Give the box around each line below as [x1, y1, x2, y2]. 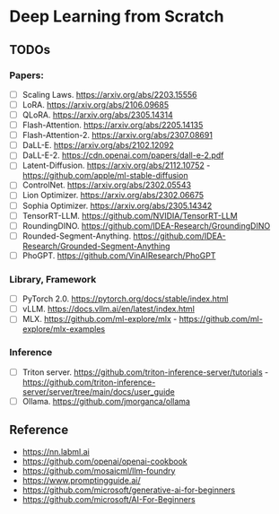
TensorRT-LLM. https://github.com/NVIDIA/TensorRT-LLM [22, 210, 238, 221]
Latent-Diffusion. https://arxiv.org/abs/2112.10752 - [22, 160, 211, 171]
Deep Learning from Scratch [9, 6, 224, 27]
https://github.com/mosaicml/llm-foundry [22, 465, 176, 476]
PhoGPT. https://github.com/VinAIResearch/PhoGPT [22, 249, 216, 261]
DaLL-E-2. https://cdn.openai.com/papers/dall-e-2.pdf [22, 150, 224, 161]
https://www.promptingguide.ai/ [22, 475, 141, 485]
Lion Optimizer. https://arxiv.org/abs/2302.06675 [22, 190, 205, 201]
